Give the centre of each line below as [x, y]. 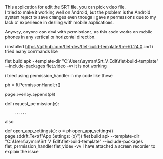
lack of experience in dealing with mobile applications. [60, 22]
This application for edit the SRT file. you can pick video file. [65, 7]
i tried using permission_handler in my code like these [59, 75]
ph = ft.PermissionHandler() [33, 85]
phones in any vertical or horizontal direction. [50, 37]
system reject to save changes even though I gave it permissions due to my [81, 17]
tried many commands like [32, 51]
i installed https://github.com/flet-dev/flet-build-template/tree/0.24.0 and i [79, 46]
